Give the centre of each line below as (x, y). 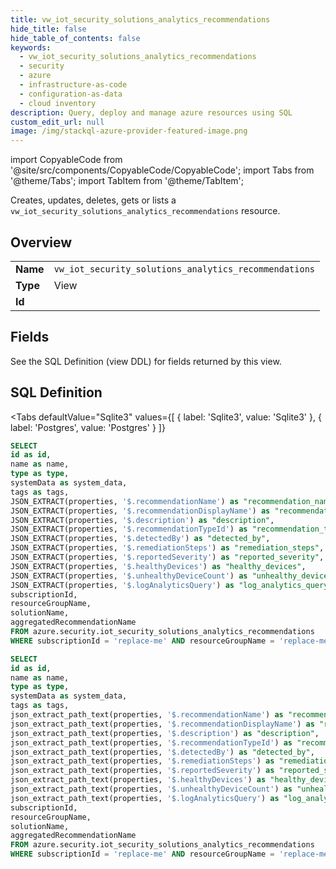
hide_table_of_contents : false (75, 38)
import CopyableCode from (66, 160)
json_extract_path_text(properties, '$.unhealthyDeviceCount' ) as (151, 789)
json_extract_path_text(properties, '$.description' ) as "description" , (165, 733)
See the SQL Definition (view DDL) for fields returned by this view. (146, 361)
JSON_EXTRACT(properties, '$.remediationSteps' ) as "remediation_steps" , (167, 548)
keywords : (31, 47)
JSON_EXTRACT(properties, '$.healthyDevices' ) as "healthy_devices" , (158, 566)
